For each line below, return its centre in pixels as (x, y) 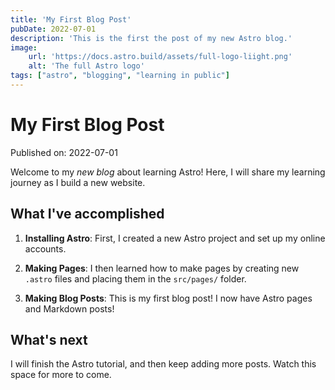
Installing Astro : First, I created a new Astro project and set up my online (175, 238)
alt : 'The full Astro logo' (86, 66)
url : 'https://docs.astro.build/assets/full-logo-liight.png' (160, 57)
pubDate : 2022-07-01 (53, 29)
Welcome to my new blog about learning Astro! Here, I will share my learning (168, 172)
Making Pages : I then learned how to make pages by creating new (162, 268)
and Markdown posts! (69, 308)
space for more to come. (61, 375)
